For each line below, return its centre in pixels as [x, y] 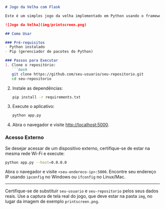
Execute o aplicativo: [33, 106]
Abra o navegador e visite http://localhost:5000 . [61, 125]
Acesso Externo [25, 137]
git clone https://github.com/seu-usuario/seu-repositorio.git [78, 74]
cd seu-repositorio [31, 78]
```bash [19, 69]
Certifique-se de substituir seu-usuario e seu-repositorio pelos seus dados [82, 191]
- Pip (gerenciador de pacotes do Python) [49, 52]
